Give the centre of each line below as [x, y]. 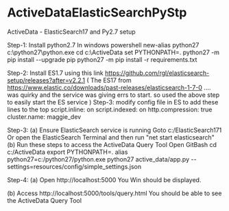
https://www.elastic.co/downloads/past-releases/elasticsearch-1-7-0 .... [109, 87]
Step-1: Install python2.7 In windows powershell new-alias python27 [103, 45]
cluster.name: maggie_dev [44, 116]
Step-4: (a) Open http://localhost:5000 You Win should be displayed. [104, 179]
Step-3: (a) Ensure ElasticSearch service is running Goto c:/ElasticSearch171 [114, 130]
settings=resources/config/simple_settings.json [74, 166]
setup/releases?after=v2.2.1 [46, 80]
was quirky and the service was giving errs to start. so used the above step [113, 95]
